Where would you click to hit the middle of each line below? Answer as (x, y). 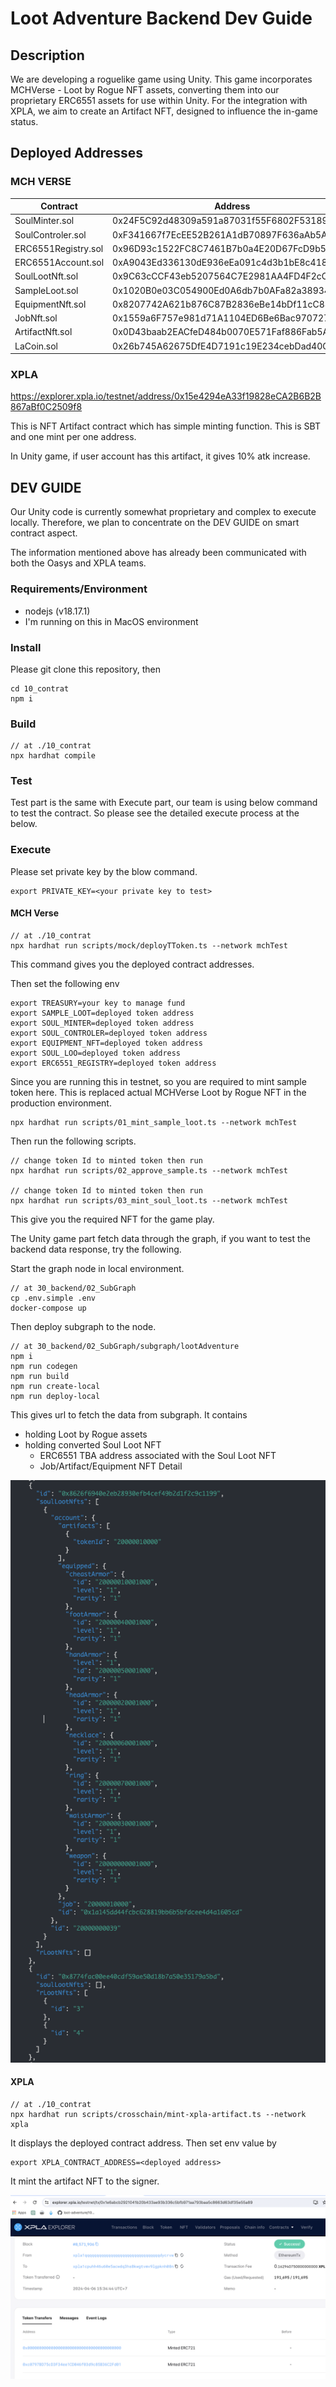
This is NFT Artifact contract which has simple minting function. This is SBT (165, 426)
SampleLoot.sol (46, 290)
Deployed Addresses (77, 153)
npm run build (40, 1376)
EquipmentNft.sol (50, 304)
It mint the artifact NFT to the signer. (85, 2181)
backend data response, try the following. (96, 1249)
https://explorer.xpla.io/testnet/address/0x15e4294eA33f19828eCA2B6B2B (166, 396)
